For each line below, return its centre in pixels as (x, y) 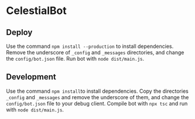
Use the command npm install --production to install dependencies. (90, 46)
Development (31, 77)
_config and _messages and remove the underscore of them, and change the (97, 97)
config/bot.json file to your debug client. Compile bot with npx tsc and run (97, 103)
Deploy (19, 32)
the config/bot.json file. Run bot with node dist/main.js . (75, 59)
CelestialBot (36, 11)
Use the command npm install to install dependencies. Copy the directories (97, 91)
